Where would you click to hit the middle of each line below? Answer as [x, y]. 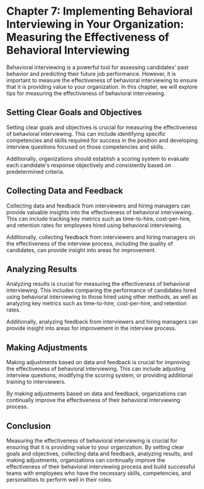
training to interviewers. [36, 382]
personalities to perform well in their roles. [60, 480]
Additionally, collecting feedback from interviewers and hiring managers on [101, 237]
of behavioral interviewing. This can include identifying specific [86, 133]
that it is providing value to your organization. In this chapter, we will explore [102, 86]
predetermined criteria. [35, 171]
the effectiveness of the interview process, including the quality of [90, 244]
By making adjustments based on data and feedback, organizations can [97, 394]
